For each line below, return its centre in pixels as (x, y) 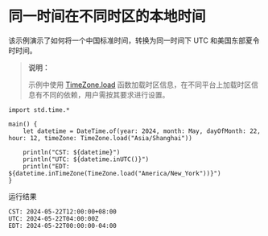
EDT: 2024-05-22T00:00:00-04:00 (62, 226)
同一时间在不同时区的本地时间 (107, 17)
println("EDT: (46, 166)
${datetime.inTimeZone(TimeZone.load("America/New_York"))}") (115, 173)
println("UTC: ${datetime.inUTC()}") (86, 159)
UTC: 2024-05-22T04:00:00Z (54, 218)
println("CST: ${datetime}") (72, 152)
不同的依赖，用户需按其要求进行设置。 (106, 94)
